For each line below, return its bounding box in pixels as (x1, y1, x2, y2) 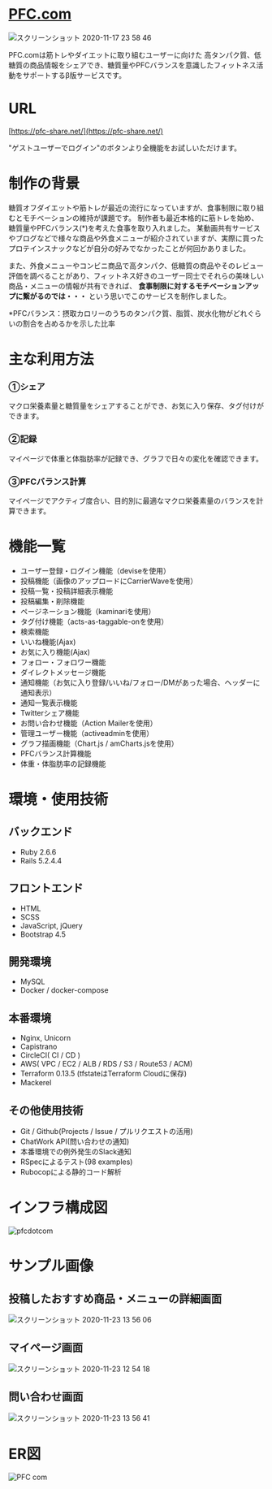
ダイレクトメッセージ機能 (19, 667, 106, 677)
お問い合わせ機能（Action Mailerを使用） (19, 718, 158, 728)
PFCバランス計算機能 (19, 748, 92, 758)
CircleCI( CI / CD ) (19, 1050, 81, 1060)
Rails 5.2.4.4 (19, 855, 63, 865)
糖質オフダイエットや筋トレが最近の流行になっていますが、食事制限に (8, 202, 243, 212)
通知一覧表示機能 (19, 698, 78, 708)
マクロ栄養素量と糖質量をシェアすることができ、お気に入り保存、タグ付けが (8, 401, 265, 411)
